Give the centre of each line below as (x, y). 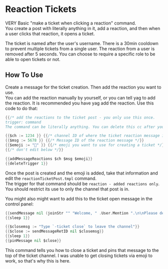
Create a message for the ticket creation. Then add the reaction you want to (83, 87)
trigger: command (23, 122)
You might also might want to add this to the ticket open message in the (79, 198)
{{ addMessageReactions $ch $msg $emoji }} (49, 158)
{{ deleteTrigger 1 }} (27, 163)
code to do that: (22, 108)
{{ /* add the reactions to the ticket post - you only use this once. (80, 117)
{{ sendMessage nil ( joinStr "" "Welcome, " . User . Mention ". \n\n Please (81, 213)
